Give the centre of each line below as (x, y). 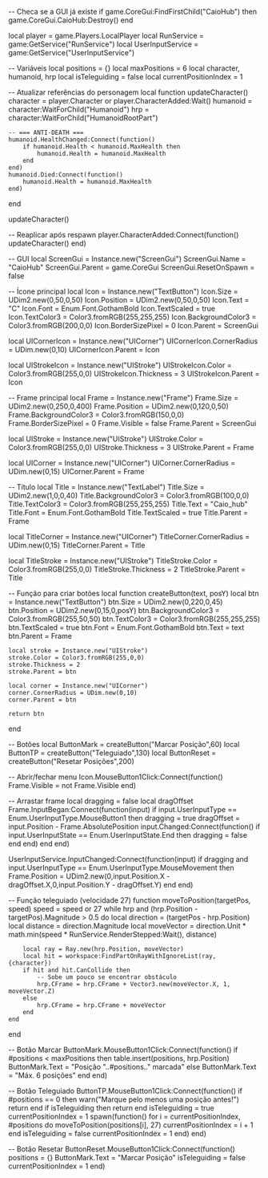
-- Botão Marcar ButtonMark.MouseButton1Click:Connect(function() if (123, 1050)
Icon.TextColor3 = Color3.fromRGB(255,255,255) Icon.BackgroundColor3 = (132, 317)
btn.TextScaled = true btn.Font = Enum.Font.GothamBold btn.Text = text (126, 628)
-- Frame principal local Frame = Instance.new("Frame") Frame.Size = (123, 398)
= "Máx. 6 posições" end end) (58, 1075)
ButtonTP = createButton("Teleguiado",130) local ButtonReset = (112, 753)
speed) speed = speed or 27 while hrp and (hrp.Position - (103, 909)
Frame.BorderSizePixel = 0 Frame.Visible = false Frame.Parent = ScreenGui (132, 423)
